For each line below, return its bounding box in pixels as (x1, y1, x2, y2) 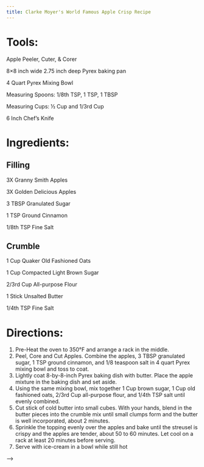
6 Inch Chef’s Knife (6, 114, 54, 122)
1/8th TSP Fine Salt (6, 223, 54, 230)
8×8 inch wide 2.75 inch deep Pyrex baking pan (6, 67, 127, 74)
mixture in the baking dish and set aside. (15, 379, 118, 386)
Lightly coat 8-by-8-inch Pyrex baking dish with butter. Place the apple (15, 372, 193, 379)
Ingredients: (6, 135, 69, 149)
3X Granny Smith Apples (6, 176, 68, 184)
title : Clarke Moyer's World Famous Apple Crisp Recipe (6, 9, 151, 15)
